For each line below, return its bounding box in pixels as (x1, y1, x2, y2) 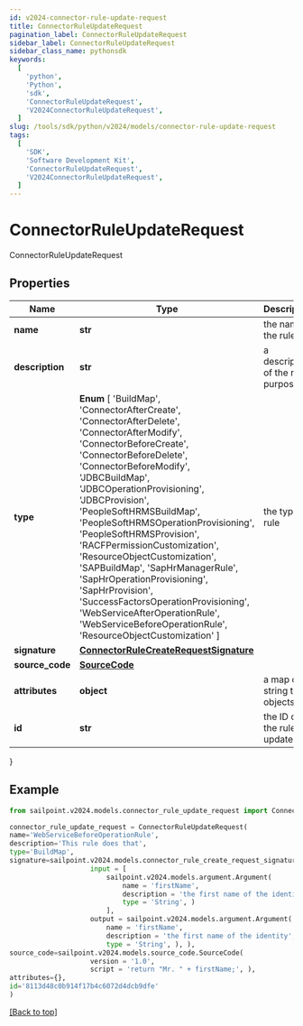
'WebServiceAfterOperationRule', (79, 606, 220, 619)
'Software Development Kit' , (25, 155, 135, 165)
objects (262, 696, 295, 708)
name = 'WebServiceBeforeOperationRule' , (9, 831, 160, 840)
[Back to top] (9, 1006, 58, 1017)
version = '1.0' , (89, 957, 155, 966)
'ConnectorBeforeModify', (79, 459, 191, 472)
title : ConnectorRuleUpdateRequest (9, 22, 143, 31)
